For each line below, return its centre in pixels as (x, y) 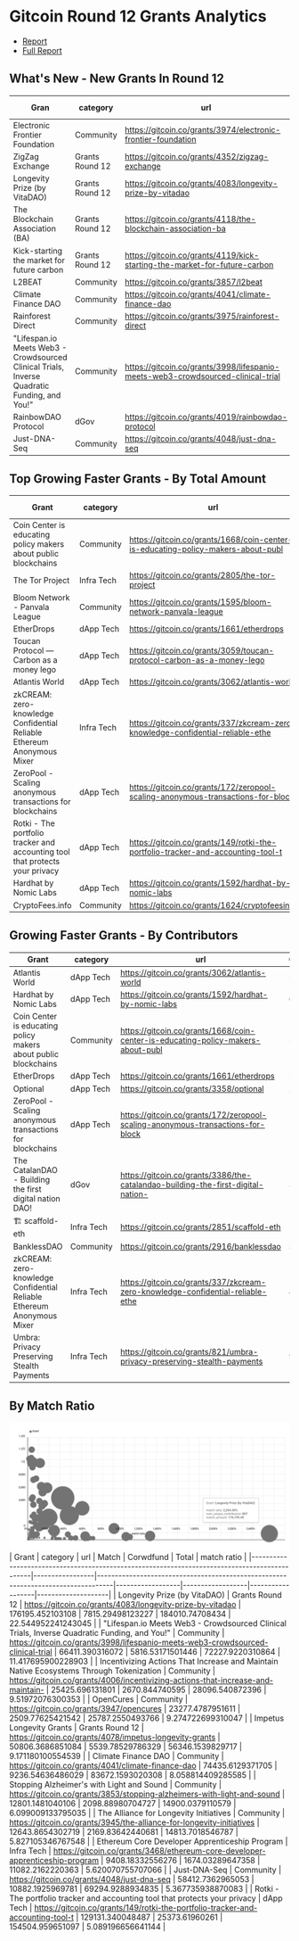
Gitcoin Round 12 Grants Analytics (138, 17)
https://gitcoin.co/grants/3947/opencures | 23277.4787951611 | (125, 1708)
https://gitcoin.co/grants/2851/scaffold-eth (201, 1227)
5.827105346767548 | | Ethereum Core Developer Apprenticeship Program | (149, 1841)
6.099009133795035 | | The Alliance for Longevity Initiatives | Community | (147, 1813)
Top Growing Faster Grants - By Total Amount (138, 479)
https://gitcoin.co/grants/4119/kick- (192, 255)
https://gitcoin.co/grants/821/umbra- (189, 1351)
